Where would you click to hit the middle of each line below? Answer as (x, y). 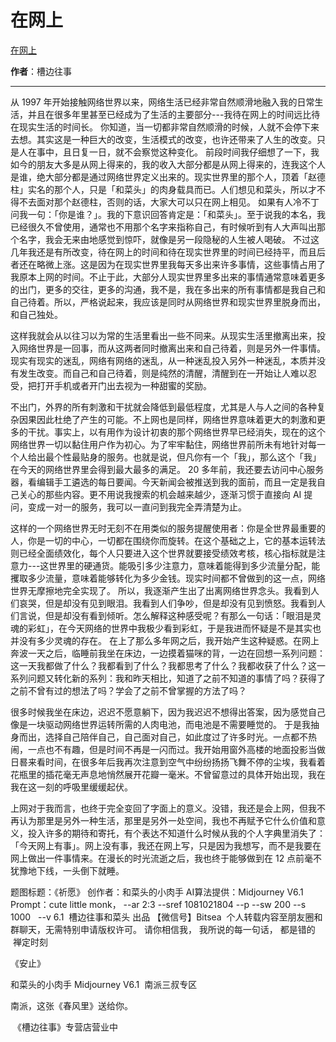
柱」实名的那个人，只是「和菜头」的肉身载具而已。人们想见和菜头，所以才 (163, 189)
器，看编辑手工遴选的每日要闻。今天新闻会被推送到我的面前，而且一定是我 (163, 482)
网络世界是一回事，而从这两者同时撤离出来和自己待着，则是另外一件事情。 (172, 348)
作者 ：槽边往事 (41, 71)
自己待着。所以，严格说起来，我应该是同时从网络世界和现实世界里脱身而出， (168, 302)
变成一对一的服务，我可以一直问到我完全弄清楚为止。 (137, 507)
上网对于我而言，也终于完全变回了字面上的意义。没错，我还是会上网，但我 (163, 808)
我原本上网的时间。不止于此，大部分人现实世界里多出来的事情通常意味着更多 (168, 277)
